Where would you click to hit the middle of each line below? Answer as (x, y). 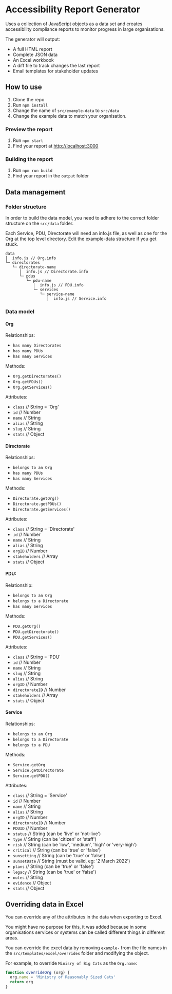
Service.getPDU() (31, 776)
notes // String (28, 877)
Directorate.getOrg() (36, 499)
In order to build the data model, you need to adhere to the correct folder (82, 218)
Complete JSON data (35, 55)
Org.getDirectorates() (37, 376)
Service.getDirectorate (38, 770)
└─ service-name (57, 294)
